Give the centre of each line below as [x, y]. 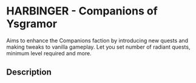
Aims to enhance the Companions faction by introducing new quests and [97, 40]
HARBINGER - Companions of [82, 11]
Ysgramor [32, 24]
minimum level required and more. [49, 53]
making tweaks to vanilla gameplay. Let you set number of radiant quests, [98, 47]
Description [29, 72]
